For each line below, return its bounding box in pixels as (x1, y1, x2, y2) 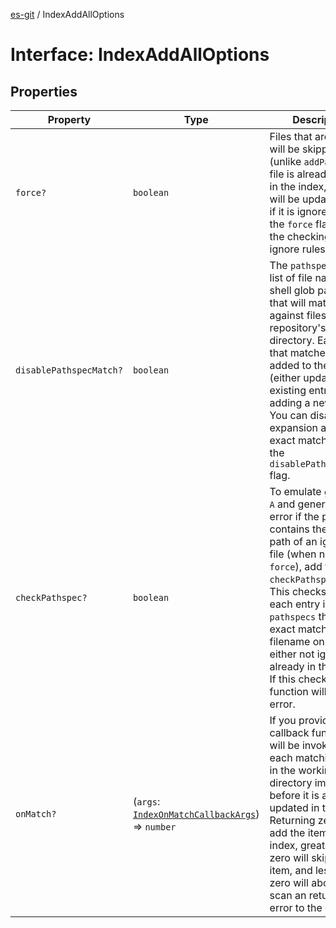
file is (269, 167, 295, 181)
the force (269, 217, 313, 231)
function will (269, 685, 327, 698)
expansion (269, 421, 319, 434)
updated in (269, 801, 320, 814)
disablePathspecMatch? (15, 365, 123, 376)
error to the (269, 901, 323, 914)
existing (269, 384, 307, 397)
